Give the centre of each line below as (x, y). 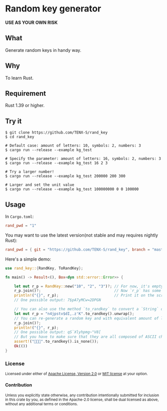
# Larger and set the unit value (40, 185)
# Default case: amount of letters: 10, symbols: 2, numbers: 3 (73, 146)
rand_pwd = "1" (21, 226)
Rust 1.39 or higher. (25, 106)
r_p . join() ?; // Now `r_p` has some (88, 291)
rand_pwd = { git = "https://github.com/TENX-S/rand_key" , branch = (78, 250)
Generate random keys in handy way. (43, 50)
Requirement (26, 93)
